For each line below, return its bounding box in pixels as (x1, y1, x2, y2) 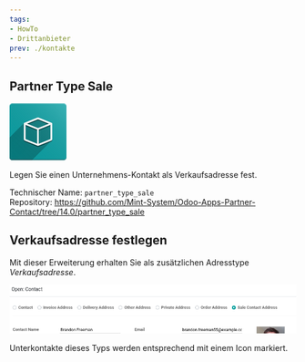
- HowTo (9, 24, 39, 34)
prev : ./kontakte (9, 44, 76, 53)
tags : (9, 15, 30, 24)
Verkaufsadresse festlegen (9, 233, 168, 248)
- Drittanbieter (9, 34, 71, 43)
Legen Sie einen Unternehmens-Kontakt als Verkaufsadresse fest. (9, 170, 258, 181)
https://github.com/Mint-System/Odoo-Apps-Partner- (54, 197, 257, 208)
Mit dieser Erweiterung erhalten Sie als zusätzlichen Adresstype (9, 256, 249, 268)
